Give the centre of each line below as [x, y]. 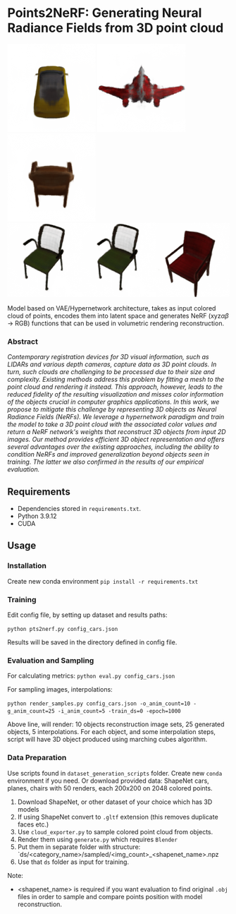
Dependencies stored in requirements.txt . [79, 509]
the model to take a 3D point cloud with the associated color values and [112, 424]
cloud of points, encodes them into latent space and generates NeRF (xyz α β [118, 315]
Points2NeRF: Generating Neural [105, 13]
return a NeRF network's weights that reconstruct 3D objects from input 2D [117, 432]
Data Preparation [37, 758]
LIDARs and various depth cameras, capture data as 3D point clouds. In [112, 364]
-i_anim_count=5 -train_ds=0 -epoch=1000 [119, 711]
